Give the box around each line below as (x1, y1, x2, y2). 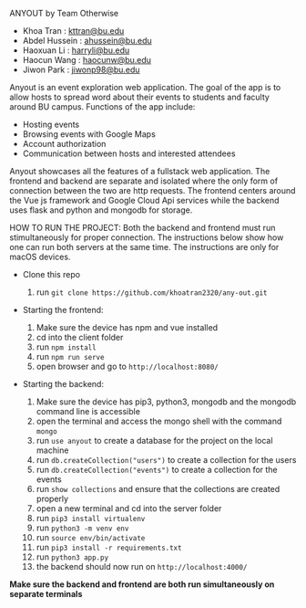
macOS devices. (9, 251, 71, 262)
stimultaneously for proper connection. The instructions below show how (9, 232, 284, 243)
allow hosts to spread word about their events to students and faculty (9, 91, 270, 102)
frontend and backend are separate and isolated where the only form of (9, 175, 279, 186)
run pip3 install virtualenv (36, 513, 146, 523)
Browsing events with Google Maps (22, 129, 157, 140)
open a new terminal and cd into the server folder (36, 503, 222, 514)
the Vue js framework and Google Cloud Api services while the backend (9, 195, 280, 205)
